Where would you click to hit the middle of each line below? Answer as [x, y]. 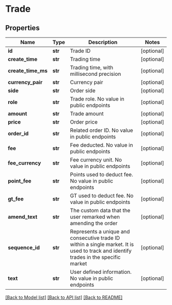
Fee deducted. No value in [101, 145]
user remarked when [95, 217]
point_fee [20, 181]
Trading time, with [92, 67]
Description [103, 42]
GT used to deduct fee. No [102, 196]
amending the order [94, 223]
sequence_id [24, 248]
